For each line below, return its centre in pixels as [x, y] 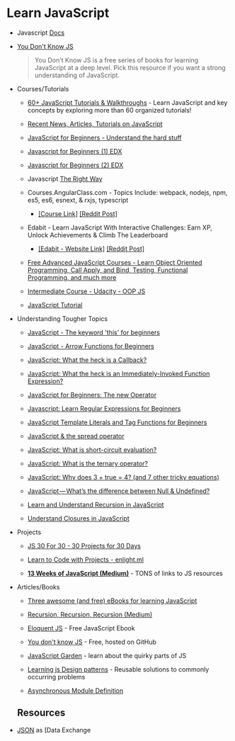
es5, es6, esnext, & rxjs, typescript [78, 200]
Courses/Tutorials [43, 89]
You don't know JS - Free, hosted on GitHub [92, 642]
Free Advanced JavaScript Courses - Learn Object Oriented [115, 262]
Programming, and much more [72, 277]
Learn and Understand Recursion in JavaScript [96, 504]
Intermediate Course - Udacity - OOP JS [86, 291]
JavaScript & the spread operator [76, 436]
